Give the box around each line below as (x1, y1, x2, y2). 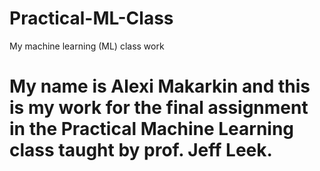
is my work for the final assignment (9, 97, 309, 119)
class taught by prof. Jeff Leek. (9, 139, 273, 162)
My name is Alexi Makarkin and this (9, 75, 311, 98)
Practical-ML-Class (9, 7, 174, 30)
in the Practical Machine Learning (9, 118, 295, 141)
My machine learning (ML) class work (9, 40, 165, 52)
